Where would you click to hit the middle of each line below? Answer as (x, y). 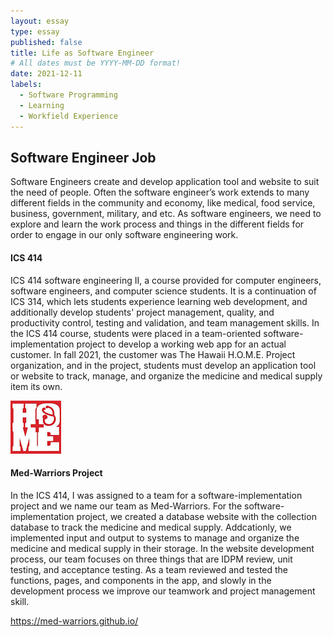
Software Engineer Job (83, 157)
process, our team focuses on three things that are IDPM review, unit (151, 559)
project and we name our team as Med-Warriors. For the (126, 506)
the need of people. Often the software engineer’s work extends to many (160, 192)
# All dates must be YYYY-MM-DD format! (96, 63)
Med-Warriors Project (56, 473)
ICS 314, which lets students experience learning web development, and (159, 301)
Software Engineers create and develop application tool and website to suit (165, 182)
